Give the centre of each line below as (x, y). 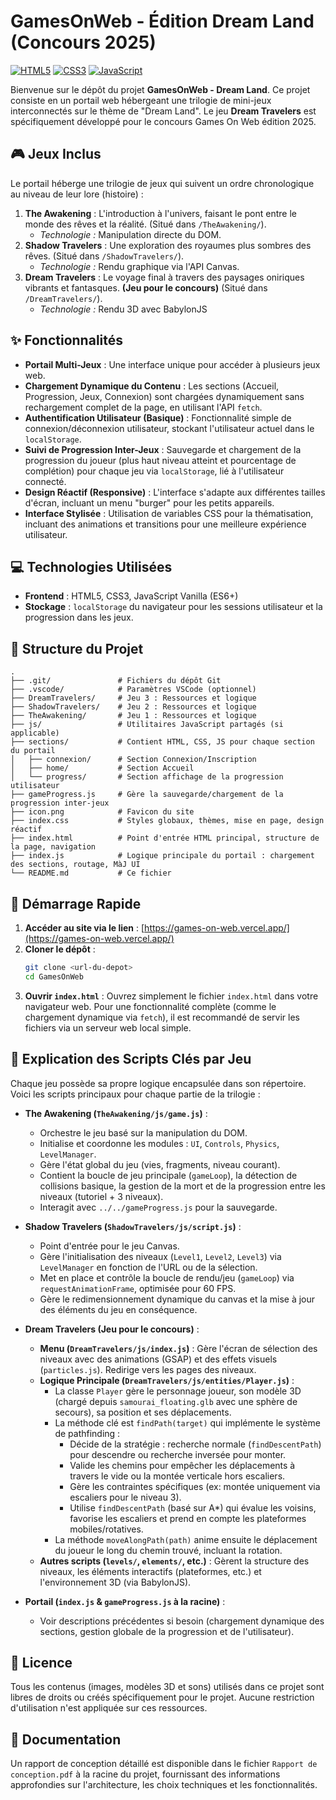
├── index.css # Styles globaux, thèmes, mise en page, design (167, 821)
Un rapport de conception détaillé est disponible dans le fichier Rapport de (164, 1764)
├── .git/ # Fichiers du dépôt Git (116, 681)
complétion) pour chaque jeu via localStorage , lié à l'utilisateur (154, 471)
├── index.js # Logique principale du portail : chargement (162, 856)
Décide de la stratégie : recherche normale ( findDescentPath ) (195, 1444)
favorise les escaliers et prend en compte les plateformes (188, 1518)
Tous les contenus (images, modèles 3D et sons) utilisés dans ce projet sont (167, 1687)
